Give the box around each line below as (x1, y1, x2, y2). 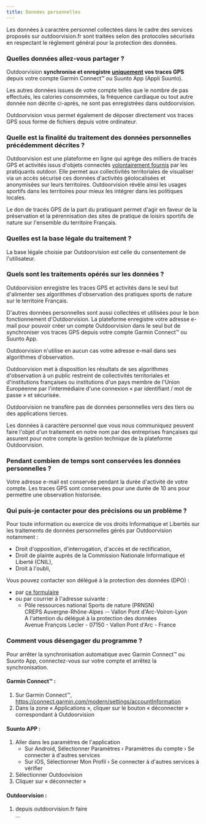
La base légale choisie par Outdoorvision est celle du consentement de (6, 248, 186, 255)
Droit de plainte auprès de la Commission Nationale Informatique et (15, 552, 185, 559)
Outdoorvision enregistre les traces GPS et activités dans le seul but (6, 283, 178, 291)
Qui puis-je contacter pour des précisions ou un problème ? (6, 507, 187, 515)
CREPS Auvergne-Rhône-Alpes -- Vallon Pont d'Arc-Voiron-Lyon (24, 608, 188, 615)
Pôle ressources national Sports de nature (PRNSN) (24, 602, 154, 609)
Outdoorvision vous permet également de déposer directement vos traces (6, 111, 194, 118)
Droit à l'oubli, (15, 565, 51, 572)
